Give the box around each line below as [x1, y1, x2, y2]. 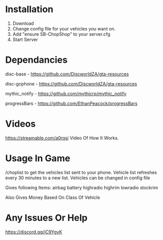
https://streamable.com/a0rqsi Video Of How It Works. [5, 135, 119, 141]
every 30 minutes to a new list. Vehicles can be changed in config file [5, 175, 150, 181]
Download [12, 20, 34, 26]
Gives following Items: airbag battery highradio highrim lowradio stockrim [5, 184, 158, 190]
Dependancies [5, 54, 68, 66]
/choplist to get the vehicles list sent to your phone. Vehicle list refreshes [5, 169, 157, 175]
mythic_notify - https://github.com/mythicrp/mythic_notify [5, 90, 127, 97]
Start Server [12, 36, 38, 43]
